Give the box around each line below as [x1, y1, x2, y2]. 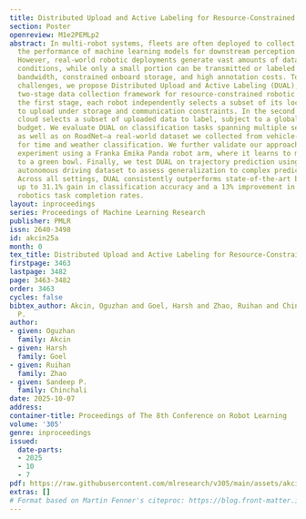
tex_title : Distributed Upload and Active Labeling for [9, 250, 226, 259]
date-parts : [17, 445, 64, 454]
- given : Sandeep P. [9, 377, 88, 387]
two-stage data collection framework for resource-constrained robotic [17, 89, 296, 98]
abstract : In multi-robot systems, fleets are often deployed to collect [9, 38, 296, 48]
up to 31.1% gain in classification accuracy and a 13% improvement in [17, 183, 296, 192]
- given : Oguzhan [9, 327, 76, 336]
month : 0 [9, 242, 43, 251]
